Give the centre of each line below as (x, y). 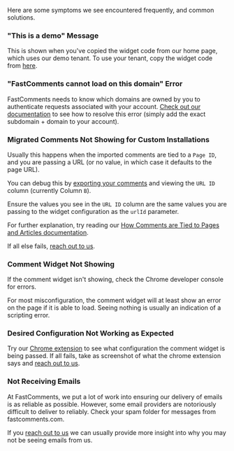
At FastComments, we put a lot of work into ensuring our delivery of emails (115, 396)
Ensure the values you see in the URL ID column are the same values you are (117, 204)
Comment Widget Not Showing (61, 264)
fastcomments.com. (36, 419)
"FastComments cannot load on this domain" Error (95, 84)
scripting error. (29, 315)
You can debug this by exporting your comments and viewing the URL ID (111, 183)
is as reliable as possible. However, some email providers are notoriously (112, 404)
